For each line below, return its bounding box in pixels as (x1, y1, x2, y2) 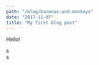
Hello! (6, 36, 21, 43)
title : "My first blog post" (6, 19, 78, 25)
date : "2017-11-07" (6, 14, 54, 20)
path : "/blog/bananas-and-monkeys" (6, 8, 94, 15)
